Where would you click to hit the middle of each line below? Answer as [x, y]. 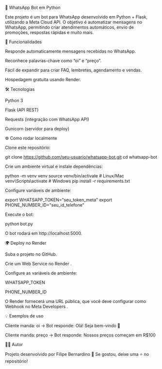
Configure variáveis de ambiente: [38, 190]
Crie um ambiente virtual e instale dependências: [54, 166]
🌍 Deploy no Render [26, 243]
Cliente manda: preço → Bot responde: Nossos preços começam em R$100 [81, 335]
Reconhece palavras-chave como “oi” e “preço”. [53, 61]
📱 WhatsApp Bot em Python [33, 8]
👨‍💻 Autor [14, 344]
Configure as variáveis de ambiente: [41, 273]
